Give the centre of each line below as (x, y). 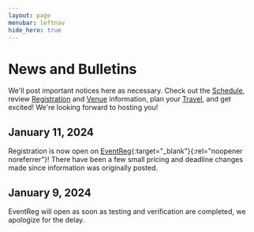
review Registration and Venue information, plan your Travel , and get (120, 99)
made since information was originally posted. (83, 168)
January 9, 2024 (50, 192)
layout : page (30, 15)
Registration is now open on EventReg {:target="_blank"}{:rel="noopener (125, 151)
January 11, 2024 (51, 132)
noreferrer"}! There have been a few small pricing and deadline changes (125, 160)
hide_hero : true (35, 30)
